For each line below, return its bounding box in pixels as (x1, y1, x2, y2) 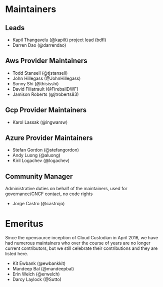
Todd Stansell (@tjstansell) (12, 70, 68, 76)
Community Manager (5, 172, 73, 181)
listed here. (5, 251, 28, 257)
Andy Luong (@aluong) (12, 152, 61, 159)
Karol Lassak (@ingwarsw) (12, 119, 68, 125)
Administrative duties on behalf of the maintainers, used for (5, 186, 127, 192)
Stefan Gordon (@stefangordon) (12, 147, 79, 153)
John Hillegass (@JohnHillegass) (12, 75, 81, 81)
